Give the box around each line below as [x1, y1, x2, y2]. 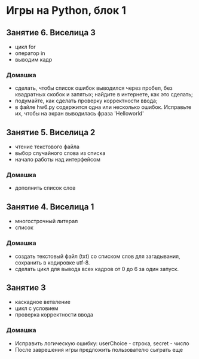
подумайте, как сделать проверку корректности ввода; [14, 97, 158, 105]
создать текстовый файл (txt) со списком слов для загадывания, [14, 252, 180, 260]
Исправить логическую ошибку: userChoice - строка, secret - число [14, 339, 189, 347]
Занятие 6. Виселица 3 [6, 28, 96, 38]
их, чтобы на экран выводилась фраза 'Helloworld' [14, 110, 145, 117]
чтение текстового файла [14, 143, 79, 150]
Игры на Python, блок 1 [6, 4, 127, 17]
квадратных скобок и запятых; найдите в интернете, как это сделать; [14, 91, 193, 98]
